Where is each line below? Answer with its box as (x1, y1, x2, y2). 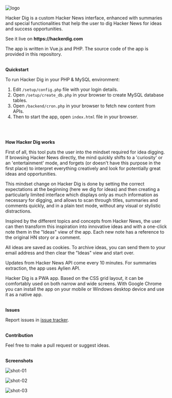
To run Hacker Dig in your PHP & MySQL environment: (5, 77, 120, 82)
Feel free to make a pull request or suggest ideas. (5, 342, 110, 348)
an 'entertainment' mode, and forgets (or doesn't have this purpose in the (5, 160, 161, 166)
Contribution (5, 332, 33, 338)
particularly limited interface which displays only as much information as (5, 192, 159, 198)
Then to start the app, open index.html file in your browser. (12, 113, 139, 120)
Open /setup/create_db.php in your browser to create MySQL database (12, 92, 164, 98)
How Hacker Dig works (5, 139, 55, 145)
